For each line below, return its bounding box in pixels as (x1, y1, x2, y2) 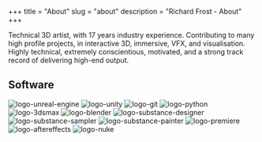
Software (8, 78, 54, 92)
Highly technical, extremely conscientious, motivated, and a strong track (8, 47, 244, 56)
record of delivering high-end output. (8, 55, 129, 65)
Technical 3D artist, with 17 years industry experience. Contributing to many (8, 31, 255, 39)
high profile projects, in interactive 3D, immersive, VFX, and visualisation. (8, 39, 246, 48)
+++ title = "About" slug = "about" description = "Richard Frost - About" (8, 7, 242, 16)
